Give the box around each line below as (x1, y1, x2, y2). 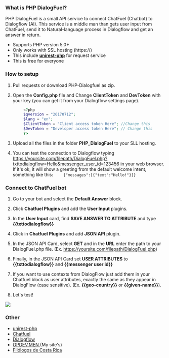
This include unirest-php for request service (12, 52, 106, 58)
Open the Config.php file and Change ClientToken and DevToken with (12, 92, 161, 98)
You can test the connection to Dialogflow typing (12, 150, 115, 156)
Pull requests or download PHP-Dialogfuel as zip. (12, 82, 115, 88)
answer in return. (5, 32, 41, 38)
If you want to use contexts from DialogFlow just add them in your (12, 271, 150, 277)
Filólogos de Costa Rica (12, 347, 62, 353)
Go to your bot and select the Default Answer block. (12, 196, 122, 202)
